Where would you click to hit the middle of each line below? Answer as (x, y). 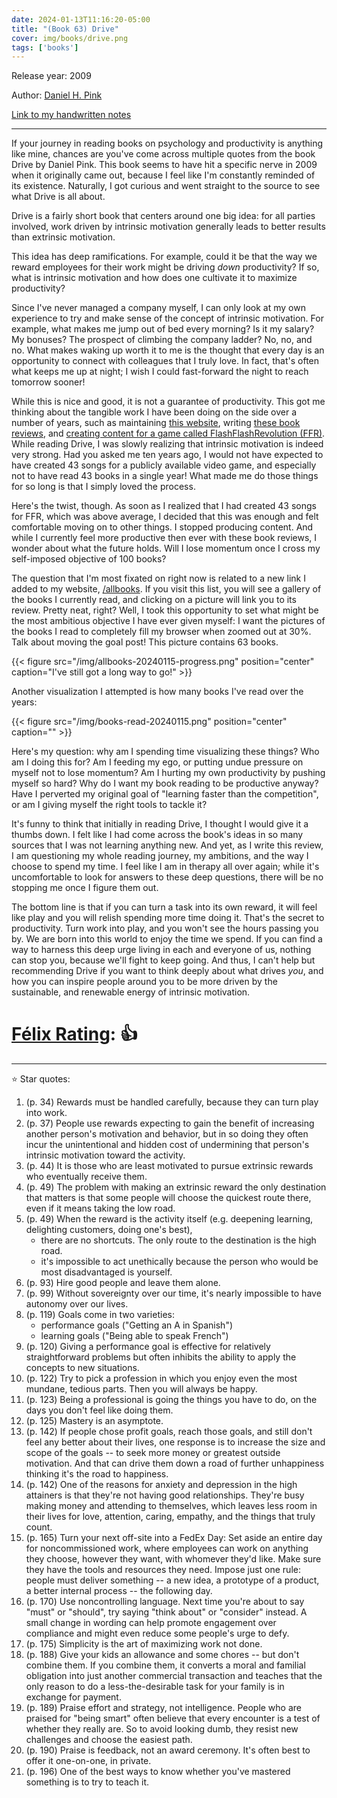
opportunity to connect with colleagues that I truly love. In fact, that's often (165, 361)
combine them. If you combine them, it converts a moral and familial (165, 1665)
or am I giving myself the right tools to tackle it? (109, 805)
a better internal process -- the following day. (119, 1591)
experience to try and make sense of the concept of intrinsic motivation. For (167, 318)
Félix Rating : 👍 (74, 1034)
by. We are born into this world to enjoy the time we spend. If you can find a (167, 939)
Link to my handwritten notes (71, 115)
